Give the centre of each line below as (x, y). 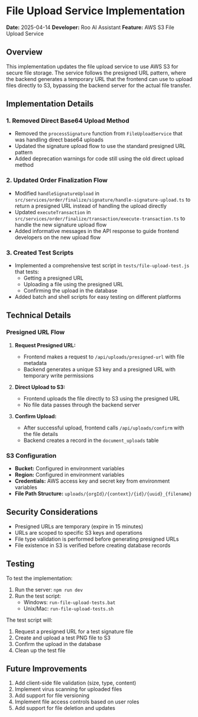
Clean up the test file (40, 650)
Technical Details (39, 316)
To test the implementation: (39, 578)
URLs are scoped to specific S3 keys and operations (79, 532)
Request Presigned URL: (45, 345)
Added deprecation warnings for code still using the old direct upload (99, 159)
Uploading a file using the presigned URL (74, 285)
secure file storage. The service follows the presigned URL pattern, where (96, 73)
